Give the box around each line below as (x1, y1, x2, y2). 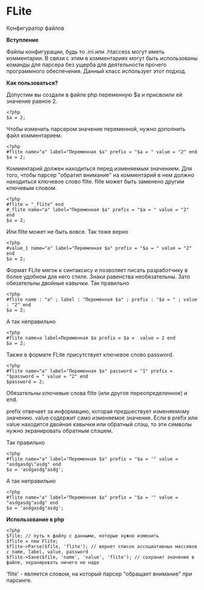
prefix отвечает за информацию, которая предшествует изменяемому (6, 407, 190, 415)
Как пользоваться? (6, 79, 58, 86)
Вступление (6, 36, 39, 43)
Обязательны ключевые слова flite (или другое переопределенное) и (6, 389, 188, 396)
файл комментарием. (6, 132, 62, 139)
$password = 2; (6, 379, 45, 385)
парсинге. (6, 577, 32, 584)
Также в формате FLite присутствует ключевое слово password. (6, 351, 174, 358)
